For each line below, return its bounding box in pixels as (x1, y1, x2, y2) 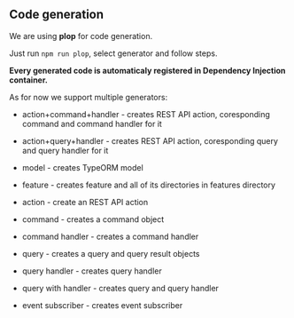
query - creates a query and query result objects (21, 248, 200, 258)
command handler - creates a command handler (21, 231, 199, 242)
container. (9, 75, 49, 85)
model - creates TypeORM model (21, 162, 143, 172)
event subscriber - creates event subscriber (21, 299, 183, 310)
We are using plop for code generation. (9, 30, 153, 41)
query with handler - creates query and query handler (21, 282, 220, 293)
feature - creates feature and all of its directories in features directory (21, 179, 276, 190)
